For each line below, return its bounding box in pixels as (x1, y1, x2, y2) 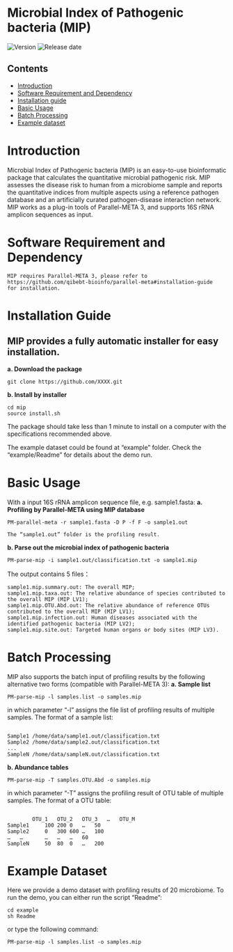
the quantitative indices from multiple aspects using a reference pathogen (7, 188, 219, 196)
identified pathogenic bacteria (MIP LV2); (7, 620, 136, 627)
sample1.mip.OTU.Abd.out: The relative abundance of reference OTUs (7, 602, 210, 609)
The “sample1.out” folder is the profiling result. (7, 531, 160, 538)
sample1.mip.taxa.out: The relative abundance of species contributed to (7, 590, 226, 597)
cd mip (7, 404, 26, 411)
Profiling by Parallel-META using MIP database (7, 505, 145, 513)
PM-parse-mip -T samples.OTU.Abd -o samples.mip (7, 777, 151, 783)
